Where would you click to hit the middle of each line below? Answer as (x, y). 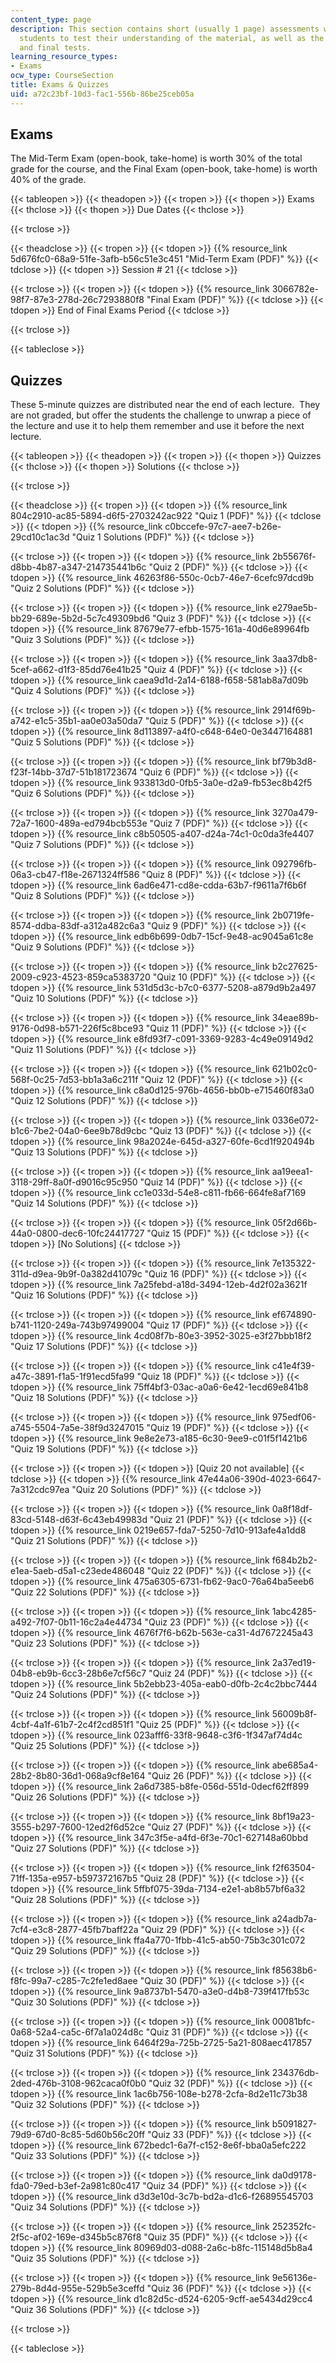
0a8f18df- (292, 1509)
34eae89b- (295, 1018)
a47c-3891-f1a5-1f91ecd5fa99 (72, 1377)
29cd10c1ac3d (40, 537)
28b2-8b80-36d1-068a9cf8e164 (78, 1776)
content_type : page (51, 19)
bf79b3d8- (294, 762)
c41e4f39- (293, 1366)
